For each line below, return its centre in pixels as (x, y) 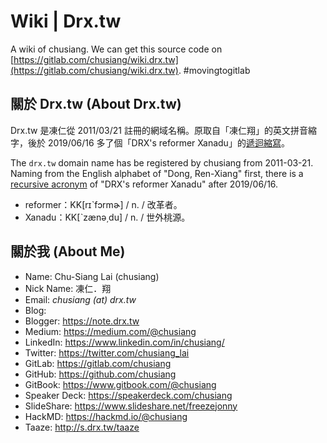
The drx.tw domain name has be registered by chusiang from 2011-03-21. (162, 162)
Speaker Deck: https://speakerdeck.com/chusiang (128, 395)
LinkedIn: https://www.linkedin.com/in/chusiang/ (124, 342)
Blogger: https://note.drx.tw (82, 321)
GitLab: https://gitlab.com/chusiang (98, 363)
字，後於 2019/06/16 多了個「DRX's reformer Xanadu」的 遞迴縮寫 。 (150, 142)
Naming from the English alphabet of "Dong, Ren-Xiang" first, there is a (157, 173)
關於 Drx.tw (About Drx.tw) (96, 104)
